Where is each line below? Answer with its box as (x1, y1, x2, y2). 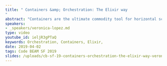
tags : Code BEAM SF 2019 (5, 49, 57, 54)
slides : (5, 53, 21, 59)
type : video (5, 30, 30, 35)
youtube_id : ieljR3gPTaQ (5, 35, 57, 40)
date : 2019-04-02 (5, 44, 41, 49)
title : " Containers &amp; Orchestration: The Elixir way (5, 7, 128, 12)
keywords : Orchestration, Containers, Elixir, (5, 40, 103, 45)
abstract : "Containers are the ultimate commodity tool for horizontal (5, 16, 157, 21)
